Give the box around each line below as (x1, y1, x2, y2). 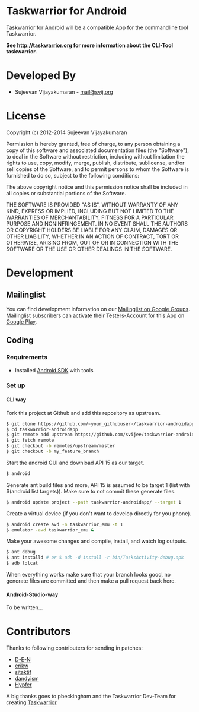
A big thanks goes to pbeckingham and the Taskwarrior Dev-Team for (6, 693, 176, 700)
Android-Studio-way (6, 591, 59, 598)
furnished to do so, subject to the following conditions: (6, 172, 139, 179)
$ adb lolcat (6, 560, 38, 567)
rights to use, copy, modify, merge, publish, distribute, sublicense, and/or (6, 159, 185, 166)
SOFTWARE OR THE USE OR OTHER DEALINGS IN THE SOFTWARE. (6, 245, 172, 252)
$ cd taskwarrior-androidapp (6, 426, 78, 432)
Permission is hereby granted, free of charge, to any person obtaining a (6, 140, 181, 147)
